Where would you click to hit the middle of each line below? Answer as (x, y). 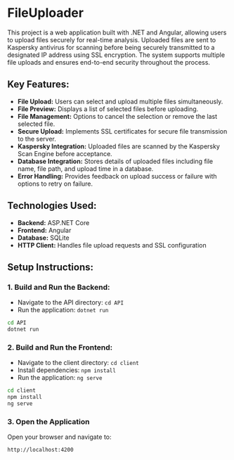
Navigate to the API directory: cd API (71, 302)
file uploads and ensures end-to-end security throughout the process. (109, 62)
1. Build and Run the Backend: (59, 287)
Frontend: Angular (44, 230)
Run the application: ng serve (60, 378)
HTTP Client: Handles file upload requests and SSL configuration (112, 245)
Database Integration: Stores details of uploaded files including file (115, 161)
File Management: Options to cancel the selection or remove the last (117, 116)
